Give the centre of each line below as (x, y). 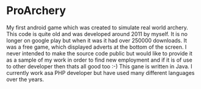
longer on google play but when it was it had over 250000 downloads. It (97, 40)
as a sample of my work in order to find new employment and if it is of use (100, 60)
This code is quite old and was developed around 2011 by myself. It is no (97, 34)
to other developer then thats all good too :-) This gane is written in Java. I (100, 66)
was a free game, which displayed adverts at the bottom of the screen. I (97, 47)
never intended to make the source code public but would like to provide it (100, 53)
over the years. (25, 79)
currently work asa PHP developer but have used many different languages (100, 73)
